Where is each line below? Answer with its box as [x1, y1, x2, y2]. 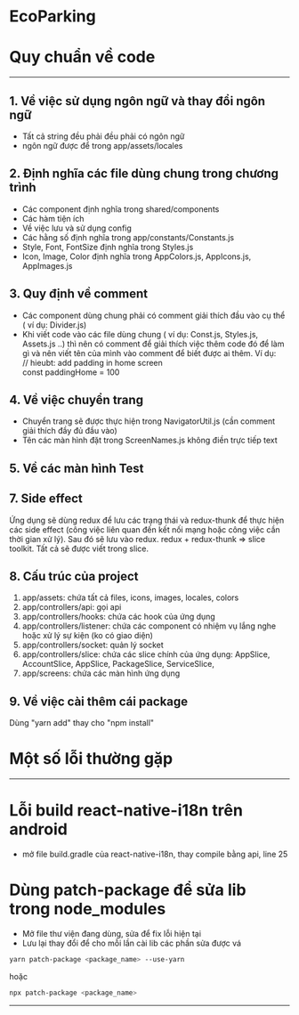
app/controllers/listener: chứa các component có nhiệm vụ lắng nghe [21, 621, 277, 631]
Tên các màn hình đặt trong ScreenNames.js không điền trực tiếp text [21, 434, 278, 446]
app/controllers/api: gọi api [21, 602, 122, 613]
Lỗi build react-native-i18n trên [9, 800, 243, 821]
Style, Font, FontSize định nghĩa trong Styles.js [21, 241, 194, 252]
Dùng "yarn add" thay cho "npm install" [9, 718, 154, 728]
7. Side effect [9, 491, 83, 507]
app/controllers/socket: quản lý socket [21, 639, 165, 651]
